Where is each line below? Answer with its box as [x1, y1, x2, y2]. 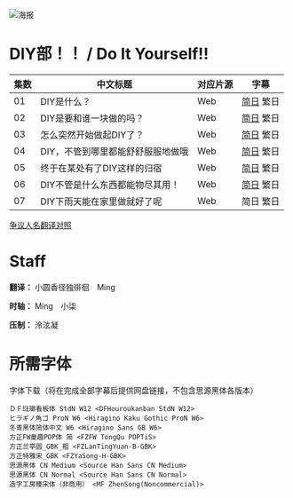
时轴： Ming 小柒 [9, 300, 77, 311]
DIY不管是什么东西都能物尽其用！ [40, 178, 180, 191]
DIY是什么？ [40, 95, 91, 107]
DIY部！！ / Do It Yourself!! [9, 44, 210, 64]
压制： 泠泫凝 [9, 320, 59, 330]
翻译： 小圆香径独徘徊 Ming [9, 281, 115, 292]
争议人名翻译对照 [9, 219, 72, 230]
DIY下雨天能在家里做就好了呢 [40, 195, 162, 208]
